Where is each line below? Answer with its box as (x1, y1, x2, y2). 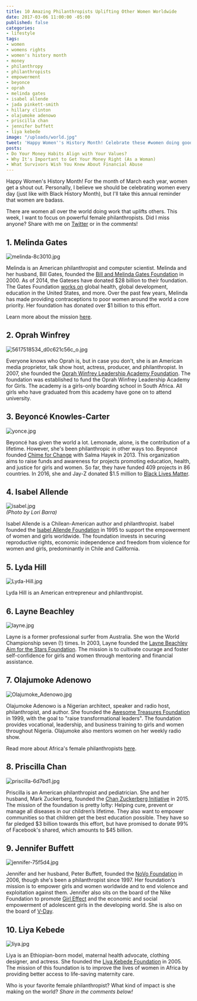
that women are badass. (6, 196, 64, 203)
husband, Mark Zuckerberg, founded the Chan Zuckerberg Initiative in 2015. (6, 795, 189, 802)
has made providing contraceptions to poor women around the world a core (6, 295, 189, 303)
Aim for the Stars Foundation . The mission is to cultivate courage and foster (6, 646, 189, 652)
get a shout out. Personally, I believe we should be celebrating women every (6, 184, 191, 191)
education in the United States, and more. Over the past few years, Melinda (6, 289, 188, 296)
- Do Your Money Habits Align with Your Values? (6, 150, 127, 156)
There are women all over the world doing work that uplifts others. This (6, 208, 178, 215)
